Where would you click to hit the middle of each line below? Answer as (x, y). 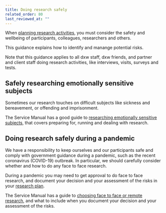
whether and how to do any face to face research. (56, 166)
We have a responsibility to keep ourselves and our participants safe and (79, 150)
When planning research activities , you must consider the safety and (75, 33)
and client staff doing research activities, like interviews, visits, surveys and (82, 63)
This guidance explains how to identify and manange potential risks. (74, 48)
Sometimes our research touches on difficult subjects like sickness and (78, 103)
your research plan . (25, 186)
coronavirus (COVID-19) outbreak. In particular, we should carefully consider (83, 160)
